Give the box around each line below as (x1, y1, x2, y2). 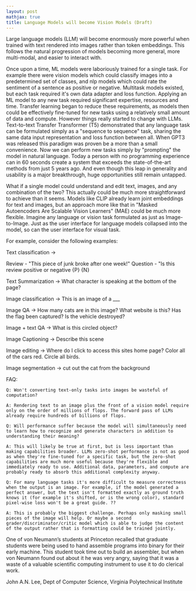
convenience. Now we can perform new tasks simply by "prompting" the (6, 146, 181, 153)
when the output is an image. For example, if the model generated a (6, 484, 179, 491)
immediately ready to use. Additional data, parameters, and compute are (6, 464, 190, 470)
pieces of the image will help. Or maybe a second (6, 515, 132, 521)
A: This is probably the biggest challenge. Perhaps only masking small (6, 510, 187, 516)
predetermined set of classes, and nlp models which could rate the (6, 78, 167, 85)
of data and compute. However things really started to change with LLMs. (6, 115, 183, 122)
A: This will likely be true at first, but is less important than (6, 443, 174, 450)
